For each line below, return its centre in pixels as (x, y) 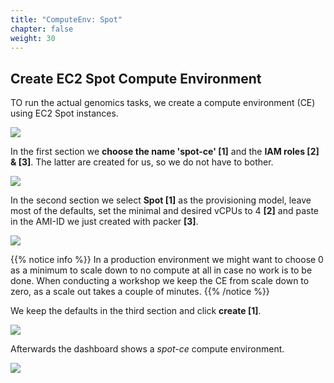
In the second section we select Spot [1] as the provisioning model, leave (161, 200)
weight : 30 (33, 38)
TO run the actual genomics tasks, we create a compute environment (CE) (163, 103)
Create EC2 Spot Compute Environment (136, 78)
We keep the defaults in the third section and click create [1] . (136, 311)
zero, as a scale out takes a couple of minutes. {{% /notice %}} (140, 292)
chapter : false (42, 29)
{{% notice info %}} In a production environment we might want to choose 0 (167, 260)
